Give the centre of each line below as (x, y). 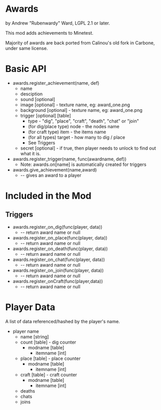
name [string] (34, 336)
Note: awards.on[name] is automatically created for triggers (83, 164)
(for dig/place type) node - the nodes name (74, 126)
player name (26, 331)
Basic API (26, 69)
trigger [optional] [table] (46, 115)
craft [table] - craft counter (49, 375)
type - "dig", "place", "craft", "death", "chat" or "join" (83, 121)
